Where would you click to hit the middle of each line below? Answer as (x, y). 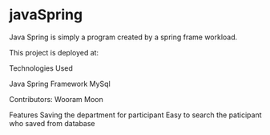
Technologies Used (41, 68)
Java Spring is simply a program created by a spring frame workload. (123, 37)
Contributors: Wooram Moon (56, 99)
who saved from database (52, 123)
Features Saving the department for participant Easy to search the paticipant (136, 115)
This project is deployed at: (54, 52)
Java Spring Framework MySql (60, 84)
